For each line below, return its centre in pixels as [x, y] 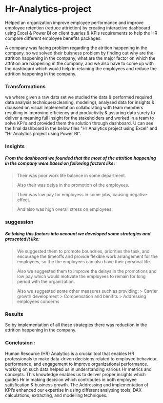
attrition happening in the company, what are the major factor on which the [80, 58]
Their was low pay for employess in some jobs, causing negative [82, 195]
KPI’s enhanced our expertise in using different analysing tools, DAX [73, 390]
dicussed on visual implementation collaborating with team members [74, 108]
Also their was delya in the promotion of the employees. [73, 185]
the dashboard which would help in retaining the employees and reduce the [81, 68]
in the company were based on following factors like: [60, 163]
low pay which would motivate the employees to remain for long [81, 277]
